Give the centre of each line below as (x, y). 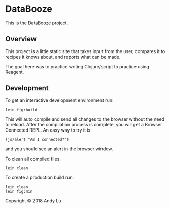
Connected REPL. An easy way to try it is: (49, 130)
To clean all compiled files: (33, 159)
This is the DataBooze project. (37, 23)
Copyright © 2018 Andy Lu (33, 201)
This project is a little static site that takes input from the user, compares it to (85, 51)
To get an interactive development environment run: (59, 100)
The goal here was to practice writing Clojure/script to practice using (77, 66)
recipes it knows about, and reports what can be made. (63, 57)
